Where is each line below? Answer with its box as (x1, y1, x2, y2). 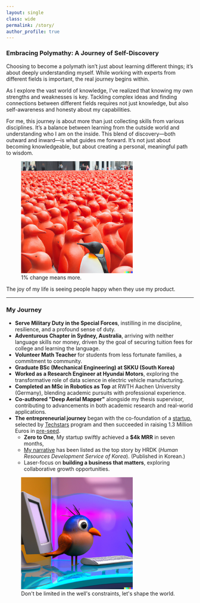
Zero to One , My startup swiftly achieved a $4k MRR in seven (23, 433, 176, 441)
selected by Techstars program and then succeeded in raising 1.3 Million (14, 421, 193, 428)
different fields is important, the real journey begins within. (6, 75, 150, 82)
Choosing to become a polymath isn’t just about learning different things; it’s (6, 63, 193, 70)
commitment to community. (14, 357, 82, 364)
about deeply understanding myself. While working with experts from (6, 69, 176, 76)
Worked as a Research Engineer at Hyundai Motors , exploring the (14, 370, 179, 377)
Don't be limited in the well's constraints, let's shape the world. (21, 590, 176, 597)
